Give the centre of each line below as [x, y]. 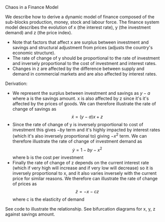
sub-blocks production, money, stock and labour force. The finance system [82, 22]
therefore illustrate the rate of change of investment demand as [77, 141]
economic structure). [34, 53]
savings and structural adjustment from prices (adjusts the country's [82, 47]
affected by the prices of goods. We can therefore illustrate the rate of [84, 104]
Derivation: [16, 83]
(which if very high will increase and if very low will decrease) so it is [82, 168]
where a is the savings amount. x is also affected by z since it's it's [81, 98]
